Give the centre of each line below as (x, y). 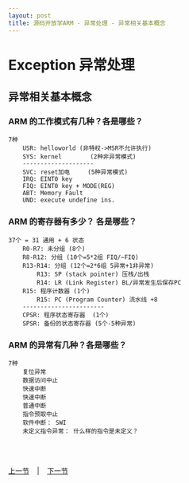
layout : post (30, 16)
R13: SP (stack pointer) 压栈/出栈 (93, 274)
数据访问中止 (40, 380)
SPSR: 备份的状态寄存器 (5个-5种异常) (79, 324)
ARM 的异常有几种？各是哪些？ (67, 345)
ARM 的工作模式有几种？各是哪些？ (76, 122)
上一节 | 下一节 (39, 470)
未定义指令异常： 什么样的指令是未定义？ (81, 431)
